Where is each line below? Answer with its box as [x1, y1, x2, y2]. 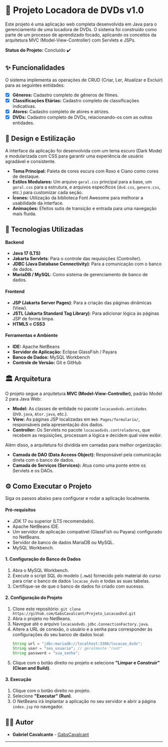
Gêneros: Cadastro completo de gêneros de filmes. [12, 92, 119, 98]
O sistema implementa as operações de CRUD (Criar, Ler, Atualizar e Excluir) [5, 77, 163, 83]
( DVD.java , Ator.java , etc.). [12, 411, 68, 417]
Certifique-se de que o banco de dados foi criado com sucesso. [12, 583, 145, 589]
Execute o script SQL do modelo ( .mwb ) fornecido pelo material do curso [12, 573, 161, 579]
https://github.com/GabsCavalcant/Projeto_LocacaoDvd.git [12, 611, 136, 616]
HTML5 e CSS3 [12, 321, 45, 327]
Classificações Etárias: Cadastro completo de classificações [12, 97, 139, 103]
